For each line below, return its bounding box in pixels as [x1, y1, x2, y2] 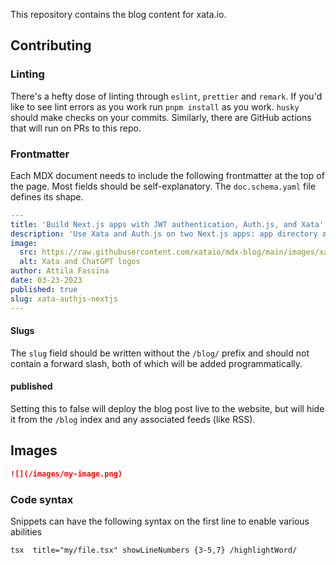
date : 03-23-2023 [10, 275, 83, 286]
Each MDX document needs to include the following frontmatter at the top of [10, 169, 325, 181]
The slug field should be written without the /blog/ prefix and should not [10, 347, 310, 359]
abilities [10, 526, 43, 538]
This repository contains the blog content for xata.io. [10, 9, 227, 20]
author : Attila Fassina [10, 266, 110, 276]
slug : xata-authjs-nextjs [10, 294, 118, 304]
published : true [10, 284, 78, 294]
